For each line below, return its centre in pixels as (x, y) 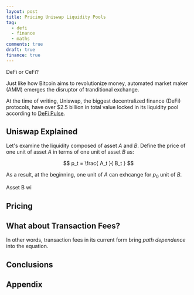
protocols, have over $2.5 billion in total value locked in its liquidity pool (92, 107)
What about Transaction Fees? (63, 226)
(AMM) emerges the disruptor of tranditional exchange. (73, 89)
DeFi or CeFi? (23, 72)
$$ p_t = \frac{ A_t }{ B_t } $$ (98, 163)
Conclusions (30, 265)
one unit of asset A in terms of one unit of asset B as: (70, 152)
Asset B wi (19, 188)
